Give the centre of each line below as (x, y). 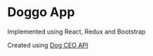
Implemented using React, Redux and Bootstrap (76, 31)
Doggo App (41, 12)
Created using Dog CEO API (48, 45)
